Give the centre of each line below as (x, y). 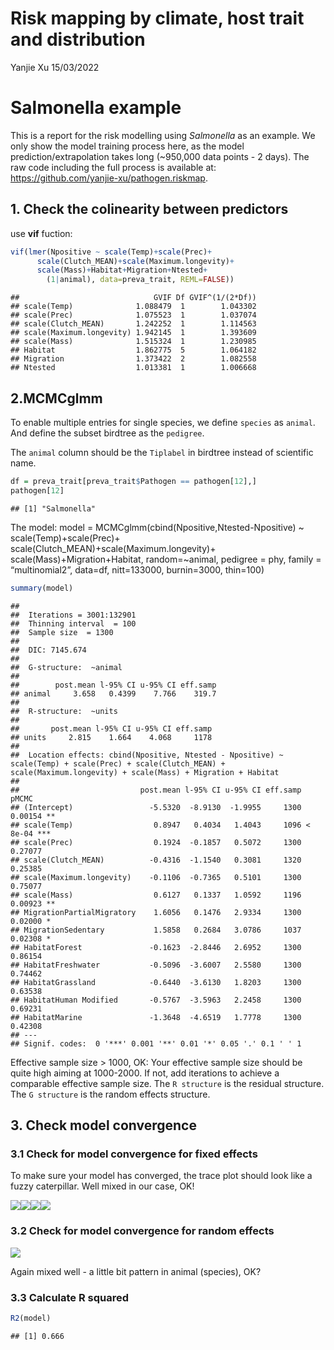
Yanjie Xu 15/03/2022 (55, 67)
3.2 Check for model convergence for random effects (142, 1231)
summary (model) (42, 588)
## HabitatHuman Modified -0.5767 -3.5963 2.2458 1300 (156, 1000)
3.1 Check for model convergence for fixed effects (134, 1154)
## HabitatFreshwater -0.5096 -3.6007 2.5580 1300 (156, 965)
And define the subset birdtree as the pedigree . (107, 433)
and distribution (78, 39)
